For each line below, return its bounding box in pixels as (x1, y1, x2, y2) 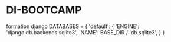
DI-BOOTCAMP (6, 3, 82, 17)
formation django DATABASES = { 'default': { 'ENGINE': (6, 23, 140, 30)
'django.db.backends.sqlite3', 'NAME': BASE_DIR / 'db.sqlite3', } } (6, 29, 165, 36)
